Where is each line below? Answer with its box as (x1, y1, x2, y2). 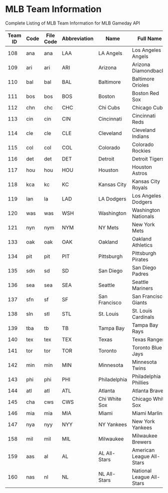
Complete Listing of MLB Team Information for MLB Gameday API (5, 20, 140, 26)
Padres (131, 270, 149, 277)
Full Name (137, 35, 162, 42)
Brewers (131, 438, 151, 445)
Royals (131, 184, 148, 191)
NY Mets (98, 224, 119, 231)
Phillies (131, 379, 149, 386)
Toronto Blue (131, 344, 162, 351)
